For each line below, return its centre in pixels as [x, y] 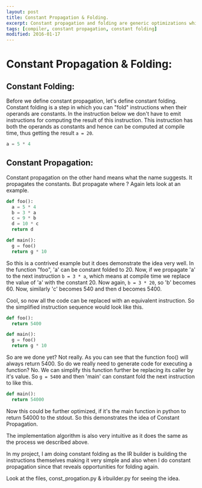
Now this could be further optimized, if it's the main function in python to [96, 411]
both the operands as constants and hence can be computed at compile [96, 127]
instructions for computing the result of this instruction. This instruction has [99, 120]
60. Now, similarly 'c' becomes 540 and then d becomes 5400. [84, 289]
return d [23, 230]
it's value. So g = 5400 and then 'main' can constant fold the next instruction [101, 377]
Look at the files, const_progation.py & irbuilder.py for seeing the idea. [93, 478]
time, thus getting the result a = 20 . [50, 133]
